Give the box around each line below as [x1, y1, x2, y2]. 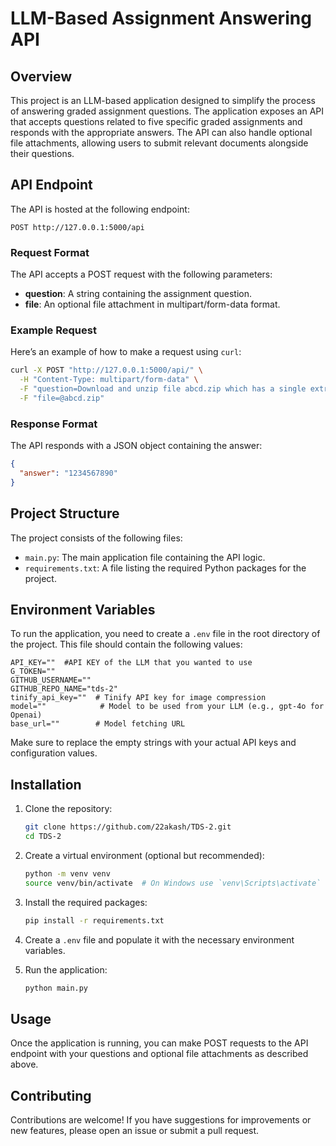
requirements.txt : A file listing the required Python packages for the [24, 562, 307, 574]
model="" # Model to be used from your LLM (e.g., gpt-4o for [10, 702, 325, 712]
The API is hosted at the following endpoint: [10, 203, 190, 215]
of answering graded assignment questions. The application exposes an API [10, 105, 324, 117]
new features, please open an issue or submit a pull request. [10, 1125, 260, 1137]
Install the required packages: [24, 896, 148, 908]
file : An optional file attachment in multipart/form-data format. [24, 298, 281, 311]
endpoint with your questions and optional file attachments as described [10, 1048, 309, 1060]
